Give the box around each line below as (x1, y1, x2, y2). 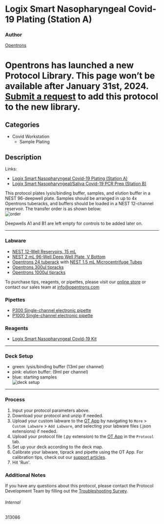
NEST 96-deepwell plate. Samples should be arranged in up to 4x (5, 195, 137, 201)
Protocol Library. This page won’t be (5, 70, 155, 81)
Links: (5, 166, 17, 172)
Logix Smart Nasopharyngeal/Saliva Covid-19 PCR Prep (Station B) (12, 181, 146, 187)
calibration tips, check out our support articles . (12, 454, 106, 460)
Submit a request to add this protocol (5, 91, 159, 102)
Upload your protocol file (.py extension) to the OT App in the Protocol (12, 433, 154, 439)
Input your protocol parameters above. (12, 407, 90, 413)
